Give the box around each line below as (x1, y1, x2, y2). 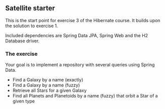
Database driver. (5, 38, 40, 44)
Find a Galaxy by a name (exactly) (12, 77, 83, 83)
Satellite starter (5, 4, 56, 13)
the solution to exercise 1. (5, 23, 58, 29)
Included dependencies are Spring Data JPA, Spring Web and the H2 (5, 32, 148, 38)
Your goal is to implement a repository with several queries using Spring (5, 62, 155, 68)
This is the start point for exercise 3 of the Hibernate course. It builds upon (5, 17, 160, 23)
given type (12, 98, 35, 104)
